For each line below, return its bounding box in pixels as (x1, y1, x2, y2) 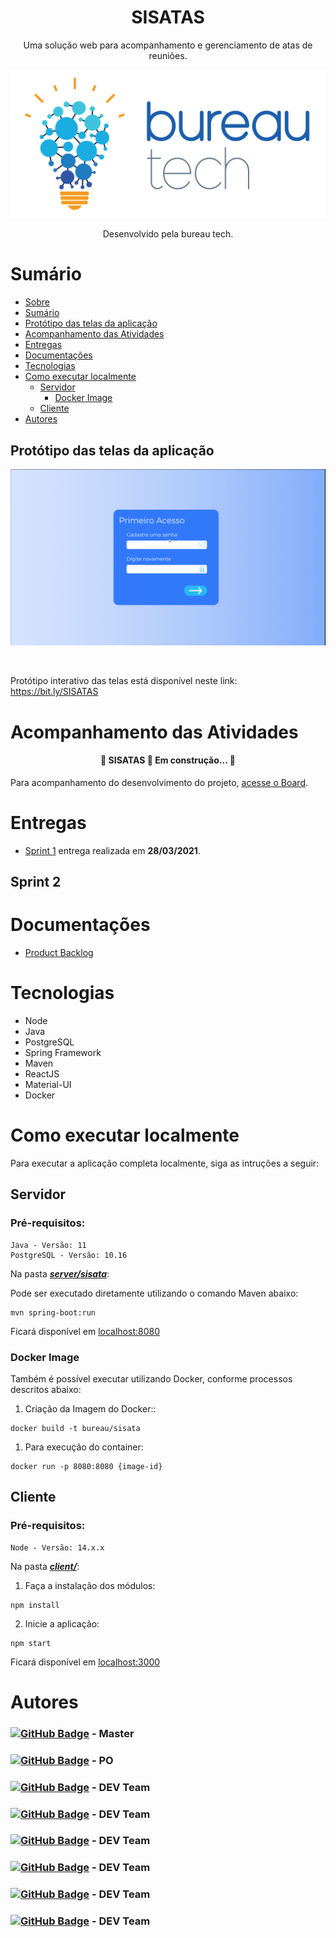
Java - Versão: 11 (10, 1240, 87, 1250)
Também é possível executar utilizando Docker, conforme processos (10, 1372, 293, 1385)
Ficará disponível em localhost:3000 (10, 1656, 161, 1668)
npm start (10, 1638, 52, 1648)
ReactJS (24, 1068, 60, 1080)
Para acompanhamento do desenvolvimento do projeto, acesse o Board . (10, 776, 309, 788)
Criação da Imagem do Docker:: (24, 1402, 157, 1415)
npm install (10, 1600, 60, 1610)
